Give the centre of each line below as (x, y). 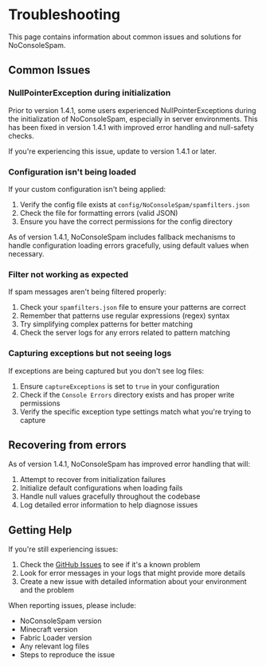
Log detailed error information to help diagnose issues (109, 505)
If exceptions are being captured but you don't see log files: (106, 370)
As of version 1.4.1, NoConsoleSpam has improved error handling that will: (129, 464)
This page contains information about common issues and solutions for (125, 37)
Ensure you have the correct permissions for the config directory (126, 221)
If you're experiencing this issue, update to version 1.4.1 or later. (112, 151)
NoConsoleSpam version (61, 621)
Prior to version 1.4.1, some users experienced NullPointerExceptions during (132, 110)
